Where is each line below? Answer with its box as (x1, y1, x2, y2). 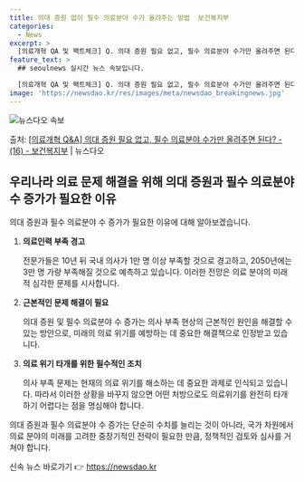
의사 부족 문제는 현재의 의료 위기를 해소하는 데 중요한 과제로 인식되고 (22, 378, 264, 389)
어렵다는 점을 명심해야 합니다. (39, 400, 144, 411)
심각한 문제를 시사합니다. (32, 278, 120, 289)
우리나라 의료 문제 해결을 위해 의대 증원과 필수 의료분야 (9, 174, 295, 190)
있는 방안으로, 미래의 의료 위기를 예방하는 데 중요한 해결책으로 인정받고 (22, 328, 271, 339)
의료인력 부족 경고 (22, 236, 86, 247)
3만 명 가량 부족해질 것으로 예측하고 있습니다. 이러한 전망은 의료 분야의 (22, 266, 271, 277)
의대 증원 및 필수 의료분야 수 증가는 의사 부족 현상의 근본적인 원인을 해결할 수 (22, 316, 293, 327)
